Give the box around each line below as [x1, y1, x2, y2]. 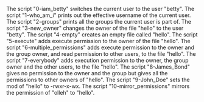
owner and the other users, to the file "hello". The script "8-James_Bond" [6, 63, 191, 70]
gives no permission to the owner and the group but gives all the [6, 70, 168, 76]
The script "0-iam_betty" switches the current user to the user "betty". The [6, 5, 195, 12]
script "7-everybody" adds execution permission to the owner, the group [6, 57, 189, 64]
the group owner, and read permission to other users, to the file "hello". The [6, 50, 196, 57]
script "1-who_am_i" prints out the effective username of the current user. [6, 12, 191, 19]
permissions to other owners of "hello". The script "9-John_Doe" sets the [6, 76, 190, 83]
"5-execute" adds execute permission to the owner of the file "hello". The [6, 38, 191, 44]
